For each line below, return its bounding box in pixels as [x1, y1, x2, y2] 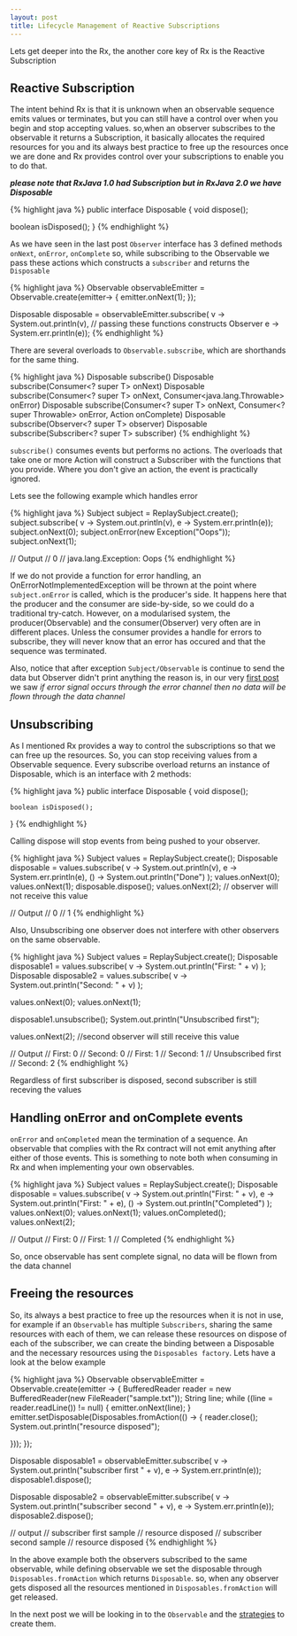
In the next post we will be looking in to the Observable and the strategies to [10, 1609, 286, 1619]
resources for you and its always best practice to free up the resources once [10, 142, 289, 152]
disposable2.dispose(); [10, 1510, 94, 1521]
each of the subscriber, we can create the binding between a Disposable [10, 1337, 275, 1348]
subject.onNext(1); [10, 536, 78, 547]
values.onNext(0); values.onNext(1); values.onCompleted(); [10, 1207, 226, 1218]
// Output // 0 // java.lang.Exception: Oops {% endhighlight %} [10, 553, 236, 564]
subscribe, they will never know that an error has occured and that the [10, 636, 266, 647]
